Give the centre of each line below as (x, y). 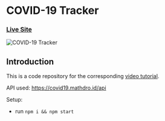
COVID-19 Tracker (53, 11)
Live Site (19, 30)
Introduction (30, 61)
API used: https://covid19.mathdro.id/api (57, 88)
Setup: (15, 100)
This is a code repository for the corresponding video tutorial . (83, 76)
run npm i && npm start (44, 111)
